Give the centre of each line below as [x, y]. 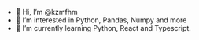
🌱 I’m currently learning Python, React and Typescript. [103, 28]
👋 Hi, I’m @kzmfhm [46, 12]
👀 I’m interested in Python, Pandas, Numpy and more [101, 20]
